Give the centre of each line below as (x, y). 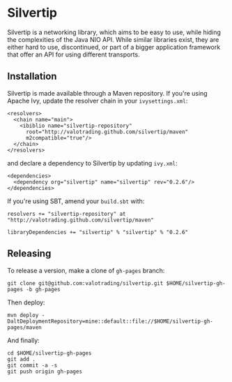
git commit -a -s (32, 365)
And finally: (23, 340)
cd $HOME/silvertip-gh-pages (49, 353)
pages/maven (24, 327)
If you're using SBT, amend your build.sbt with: (76, 201)
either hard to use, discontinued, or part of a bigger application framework (114, 47)
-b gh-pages (43, 289)
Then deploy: (26, 302)
